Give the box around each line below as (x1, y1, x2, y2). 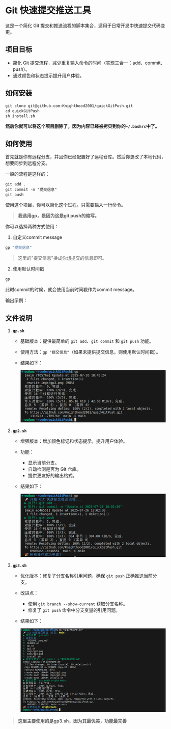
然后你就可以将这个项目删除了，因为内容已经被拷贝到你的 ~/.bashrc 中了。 (5, 123, 160, 129)
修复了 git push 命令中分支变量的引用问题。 (27, 607, 121, 613)
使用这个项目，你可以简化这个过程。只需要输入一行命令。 (5, 202, 126, 208)
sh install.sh (5, 113, 36, 119)
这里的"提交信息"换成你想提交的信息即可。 (17, 255, 107, 261)
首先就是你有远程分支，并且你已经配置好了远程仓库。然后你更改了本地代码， (5, 154, 166, 160)
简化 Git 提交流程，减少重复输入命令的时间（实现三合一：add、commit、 (12, 60, 165, 66)
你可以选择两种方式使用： (5, 224, 59, 230)
